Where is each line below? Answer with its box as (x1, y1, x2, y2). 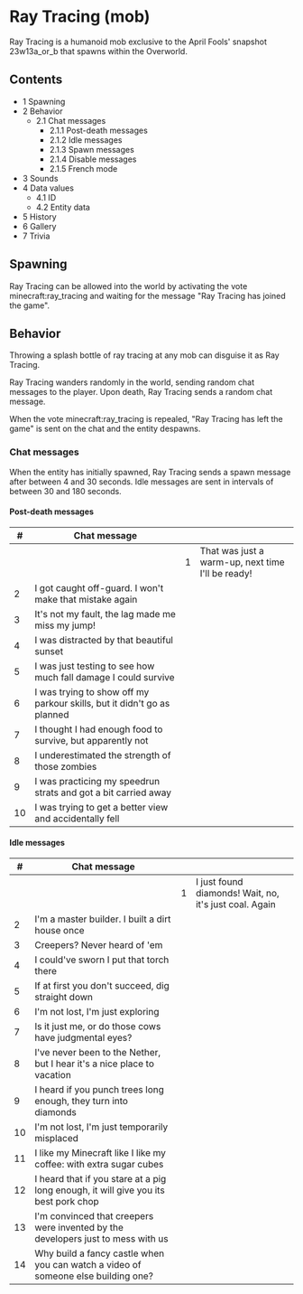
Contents (9, 72, 63, 88)
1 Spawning (22, 96, 66, 107)
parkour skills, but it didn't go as (34, 697, 170, 709)
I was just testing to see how (34, 660, 155, 672)
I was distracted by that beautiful (34, 633, 174, 646)
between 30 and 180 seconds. (9, 485, 122, 496)
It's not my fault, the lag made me (34, 607, 176, 620)
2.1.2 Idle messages (49, 134, 123, 145)
